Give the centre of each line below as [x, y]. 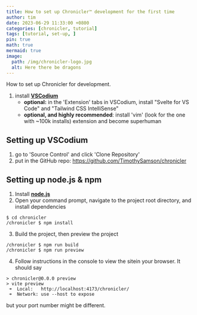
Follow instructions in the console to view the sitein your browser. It [98, 261]
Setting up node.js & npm [54, 180]
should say [28, 267]
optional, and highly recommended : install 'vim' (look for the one [104, 115]
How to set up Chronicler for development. [59, 84]
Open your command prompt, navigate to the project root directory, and [103, 200]
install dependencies [40, 207]
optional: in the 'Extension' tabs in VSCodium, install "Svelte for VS [106, 102]
